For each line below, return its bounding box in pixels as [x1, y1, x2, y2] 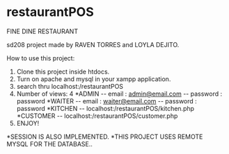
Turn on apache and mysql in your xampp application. [16, 74, 171, 83]
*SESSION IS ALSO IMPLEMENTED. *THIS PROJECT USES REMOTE [6, 132, 203, 141]
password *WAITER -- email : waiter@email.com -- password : [16, 96, 198, 105]
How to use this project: [6, 53, 75, 62]
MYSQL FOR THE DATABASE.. [6, 139, 93, 148]
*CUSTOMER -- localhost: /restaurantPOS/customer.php [16, 112, 178, 120]
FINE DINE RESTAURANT [6, 27, 78, 35]
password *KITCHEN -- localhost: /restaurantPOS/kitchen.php [16, 104, 195, 112]
